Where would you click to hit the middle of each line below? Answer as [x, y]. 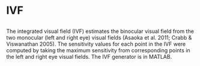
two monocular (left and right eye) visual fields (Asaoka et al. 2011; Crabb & [99, 37]
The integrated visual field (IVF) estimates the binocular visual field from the [100, 31]
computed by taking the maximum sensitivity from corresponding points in [98, 50]
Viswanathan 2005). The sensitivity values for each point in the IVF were [96, 44]
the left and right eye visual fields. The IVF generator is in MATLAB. [89, 56]
